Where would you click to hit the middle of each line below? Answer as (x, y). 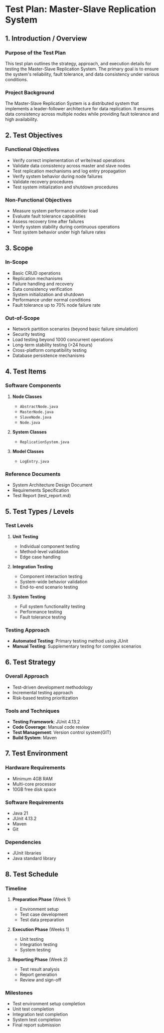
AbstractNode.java (39, 406)
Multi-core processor (34, 784)
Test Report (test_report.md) (42, 496)
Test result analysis (40, 969)
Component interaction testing (51, 576)
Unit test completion (33, 1009)
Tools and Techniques (32, 711)
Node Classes (27, 396)
